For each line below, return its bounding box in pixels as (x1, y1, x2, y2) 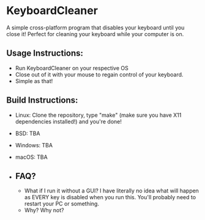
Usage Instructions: (6, 48, 84, 59)
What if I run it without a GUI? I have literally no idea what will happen (24, 187, 199, 194)
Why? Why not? (24, 207, 64, 214)
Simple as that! (15, 77, 53, 84)
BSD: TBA (15, 130, 40, 137)
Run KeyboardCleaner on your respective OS (15, 64, 129, 71)
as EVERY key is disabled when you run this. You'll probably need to (24, 194, 196, 201)
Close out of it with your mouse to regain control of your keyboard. (15, 71, 184, 78)
